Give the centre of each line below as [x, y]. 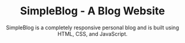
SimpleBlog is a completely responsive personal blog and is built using [92, 27]
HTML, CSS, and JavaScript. [92, 33]
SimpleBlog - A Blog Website [92, 11]
